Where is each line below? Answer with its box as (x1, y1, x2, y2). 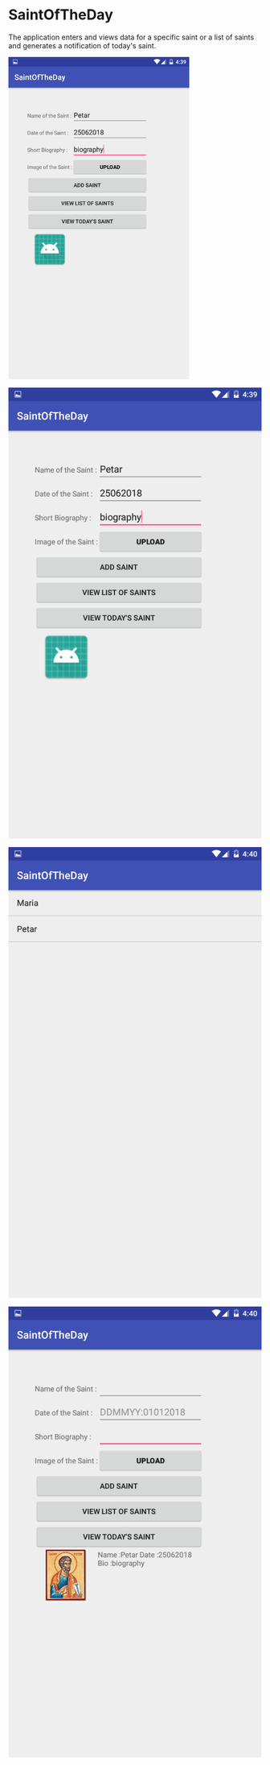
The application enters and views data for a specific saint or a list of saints (8, 32, 255, 42)
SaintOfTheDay (8, 6, 114, 24)
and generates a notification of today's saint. (8, 40, 157, 50)
